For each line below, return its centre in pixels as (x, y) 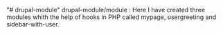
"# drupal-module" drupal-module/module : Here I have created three (106, 10)
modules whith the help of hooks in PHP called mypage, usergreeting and (111, 17)
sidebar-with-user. (33, 24)
